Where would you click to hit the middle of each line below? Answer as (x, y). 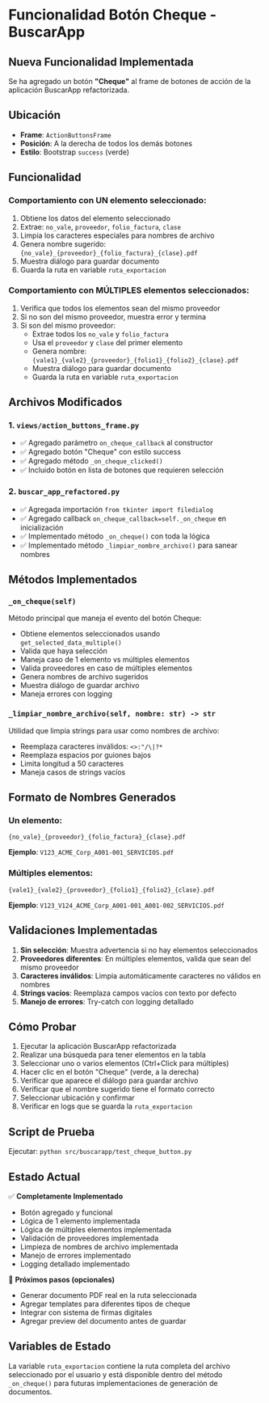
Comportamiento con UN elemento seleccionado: (107, 201)
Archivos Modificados (65, 402)
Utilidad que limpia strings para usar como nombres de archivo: (114, 730)
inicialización (42, 527)
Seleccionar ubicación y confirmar (77, 1098)
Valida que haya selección (63, 651)
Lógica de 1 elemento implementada (80, 1221)
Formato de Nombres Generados (92, 798)
